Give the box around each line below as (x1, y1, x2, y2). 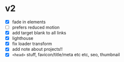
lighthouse (12, 35, 34, 41)
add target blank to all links (12, 30, 67, 36)
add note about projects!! (12, 46, 63, 52)
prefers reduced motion (12, 25, 60, 30)
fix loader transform (12, 41, 52, 46)
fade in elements (12, 19, 46, 25)
